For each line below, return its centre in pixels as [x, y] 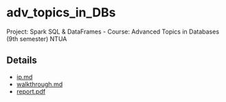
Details [22, 61]
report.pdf [31, 91]
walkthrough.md [39, 84]
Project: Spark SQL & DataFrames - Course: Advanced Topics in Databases [113, 31]
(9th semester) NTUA [37, 38]
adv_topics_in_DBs [61, 13]
